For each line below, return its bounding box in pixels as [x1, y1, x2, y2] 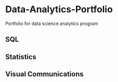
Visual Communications [5, 70, 84, 78]
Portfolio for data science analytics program [5, 20, 99, 26]
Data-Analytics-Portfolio [5, 4, 113, 15]
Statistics [5, 52, 37, 61]
